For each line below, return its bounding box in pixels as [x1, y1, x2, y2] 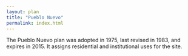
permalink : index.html [6, 20, 64, 26]
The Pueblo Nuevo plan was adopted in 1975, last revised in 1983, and [6, 37, 181, 44]
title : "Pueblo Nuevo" [6, 14, 64, 20]
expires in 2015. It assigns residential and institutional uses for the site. [6, 43, 183, 50]
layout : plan [6, 8, 39, 15]
